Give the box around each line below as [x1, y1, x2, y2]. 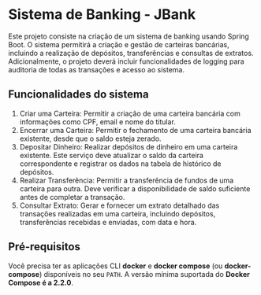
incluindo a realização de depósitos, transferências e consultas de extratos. [8, 48, 254, 57]
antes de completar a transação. [19, 192, 125, 201]
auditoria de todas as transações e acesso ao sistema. [8, 65, 185, 74]
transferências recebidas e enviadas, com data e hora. [19, 217, 197, 227]
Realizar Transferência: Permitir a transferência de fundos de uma [19, 175, 234, 185]
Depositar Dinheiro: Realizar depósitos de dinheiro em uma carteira [19, 142, 238, 151]
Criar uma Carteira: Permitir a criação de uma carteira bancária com [19, 109, 240, 118]
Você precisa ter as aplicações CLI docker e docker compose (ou [8, 261, 223, 271]
